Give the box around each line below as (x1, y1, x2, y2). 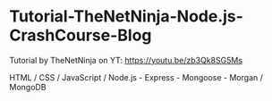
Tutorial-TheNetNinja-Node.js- (9, 6, 244, 27)
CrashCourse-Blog (9, 25, 152, 46)
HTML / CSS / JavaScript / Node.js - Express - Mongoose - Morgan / (9, 72, 264, 82)
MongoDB (9, 81, 47, 92)
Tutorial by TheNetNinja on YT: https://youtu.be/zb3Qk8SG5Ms (9, 55, 243, 65)
